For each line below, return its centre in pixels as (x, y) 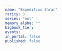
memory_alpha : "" (23, 23)
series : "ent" (20, 18)
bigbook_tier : (20, 28)
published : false (23, 41)
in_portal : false (23, 37)
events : (13, 32)
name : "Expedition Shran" (31, 9)
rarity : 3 (15, 14)
